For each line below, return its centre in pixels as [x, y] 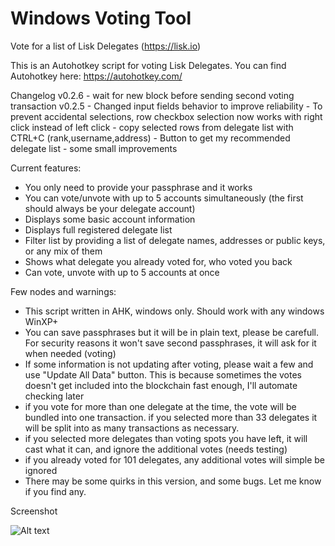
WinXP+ [41, 321]
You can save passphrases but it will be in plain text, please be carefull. [172, 332]
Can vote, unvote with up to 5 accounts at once [122, 272]
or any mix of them [63, 251]
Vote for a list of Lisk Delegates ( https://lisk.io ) [106, 46]
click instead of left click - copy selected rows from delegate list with [152, 127]
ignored [41, 470]
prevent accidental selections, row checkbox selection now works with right [166, 116]
